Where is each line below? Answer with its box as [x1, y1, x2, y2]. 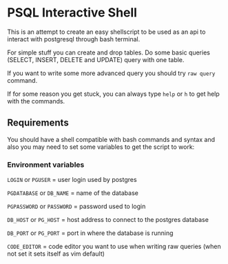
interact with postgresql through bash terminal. [7, 34, 141, 43]
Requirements [7, 117, 69, 129]
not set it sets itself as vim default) [7, 250, 105, 258]
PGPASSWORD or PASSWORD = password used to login [7, 202, 146, 211]
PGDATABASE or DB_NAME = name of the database [7, 189, 139, 197]
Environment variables [7, 160, 85, 170]
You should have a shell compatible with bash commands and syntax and [7, 135, 216, 143]
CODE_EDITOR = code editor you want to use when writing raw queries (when [7, 243, 222, 251]
